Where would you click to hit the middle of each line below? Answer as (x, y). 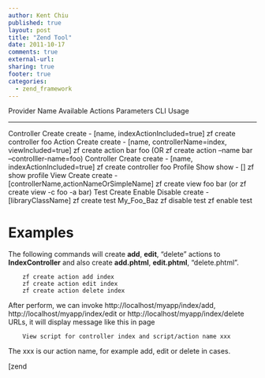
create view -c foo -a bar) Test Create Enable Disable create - (108, 192)
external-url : (32, 60)
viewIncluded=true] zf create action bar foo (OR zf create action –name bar (131, 150)
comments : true (33, 52)
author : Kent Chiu (38, 15)
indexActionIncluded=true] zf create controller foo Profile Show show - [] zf (131, 167)
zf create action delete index (74, 291)
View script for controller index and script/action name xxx (127, 337)
